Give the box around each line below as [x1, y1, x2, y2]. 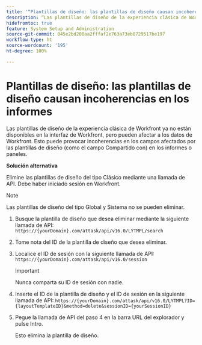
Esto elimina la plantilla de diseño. [14, 332, 99, 339]
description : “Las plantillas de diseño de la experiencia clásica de [6, 14, 187, 20]
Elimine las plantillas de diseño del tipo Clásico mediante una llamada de [6, 173, 185, 181]
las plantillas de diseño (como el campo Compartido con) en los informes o [6, 144, 192, 151]
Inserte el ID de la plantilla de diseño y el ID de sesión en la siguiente [14, 290, 185, 297]
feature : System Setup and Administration [6, 25, 114, 32]
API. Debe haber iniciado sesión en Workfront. [6, 180, 121, 187]
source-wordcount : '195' [6, 43, 69, 49]
